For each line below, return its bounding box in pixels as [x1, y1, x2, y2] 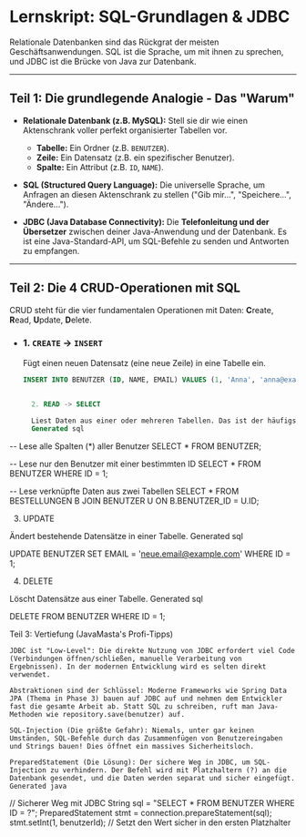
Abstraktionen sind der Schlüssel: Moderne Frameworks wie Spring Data [9, 686, 287, 696]
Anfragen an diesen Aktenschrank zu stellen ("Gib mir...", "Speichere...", [22, 189, 291, 199]
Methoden [9, 710, 43, 720]
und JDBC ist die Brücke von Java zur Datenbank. [9, 56, 198, 66]
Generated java [9, 781, 67, 791]
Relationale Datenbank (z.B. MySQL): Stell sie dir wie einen [22, 115, 249, 126]
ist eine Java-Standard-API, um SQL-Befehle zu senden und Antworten [22, 235, 290, 247]
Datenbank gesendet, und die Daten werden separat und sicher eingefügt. [9, 774, 296, 783]
